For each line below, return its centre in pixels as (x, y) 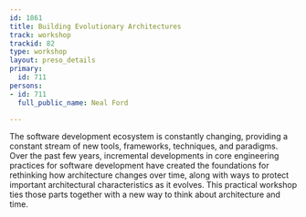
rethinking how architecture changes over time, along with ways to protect (149, 175)
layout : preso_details (53, 60)
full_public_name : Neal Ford (73, 103)
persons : (26, 86)
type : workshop (38, 52)
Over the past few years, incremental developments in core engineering (144, 156)
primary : (26, 69)
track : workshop (40, 35)
